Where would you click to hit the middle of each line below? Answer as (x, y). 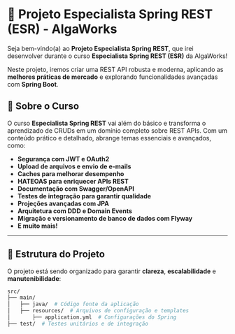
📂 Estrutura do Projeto (56, 254)
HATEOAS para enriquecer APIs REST (73, 181)
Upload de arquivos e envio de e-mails (74, 166)
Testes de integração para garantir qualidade (84, 196)
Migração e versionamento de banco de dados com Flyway (105, 218)
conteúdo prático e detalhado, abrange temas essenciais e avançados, (109, 138)
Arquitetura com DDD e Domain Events (75, 211)
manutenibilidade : (34, 278)
